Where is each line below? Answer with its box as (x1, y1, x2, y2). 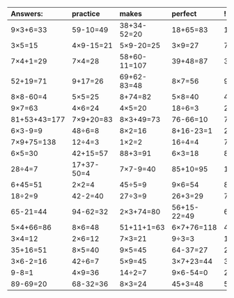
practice (72, 9, 100, 18)
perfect (171, 9, 197, 18)
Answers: (10, 9, 43, 18)
